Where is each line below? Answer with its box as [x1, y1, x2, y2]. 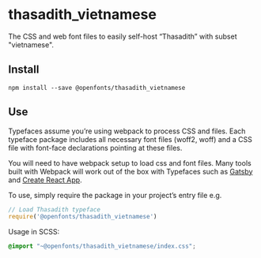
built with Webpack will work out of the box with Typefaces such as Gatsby [8, 166, 253, 176]
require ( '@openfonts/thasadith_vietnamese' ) [8, 213, 157, 221]
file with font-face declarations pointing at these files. [8, 143, 183, 152]
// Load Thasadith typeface [8, 205, 101, 214]
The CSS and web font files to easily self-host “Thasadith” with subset [8, 32, 237, 41]
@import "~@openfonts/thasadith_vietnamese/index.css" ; [8, 242, 196, 250]
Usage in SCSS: [8, 227, 60, 237]
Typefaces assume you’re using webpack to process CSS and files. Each [8, 126, 246, 136]
